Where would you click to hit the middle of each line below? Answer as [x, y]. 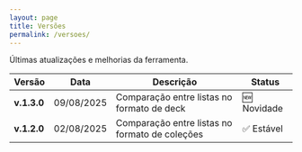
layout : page [34, 18]
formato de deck [151, 109]
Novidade [262, 109]
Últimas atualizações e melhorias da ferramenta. [99, 60]
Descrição [175, 82]
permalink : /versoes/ [50, 34]
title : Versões [38, 26]
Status [266, 82]
